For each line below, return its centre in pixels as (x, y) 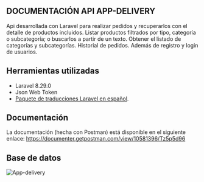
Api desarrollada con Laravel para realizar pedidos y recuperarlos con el (97, 26)
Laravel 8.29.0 (33, 85)
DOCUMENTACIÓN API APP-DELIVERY (81, 11)
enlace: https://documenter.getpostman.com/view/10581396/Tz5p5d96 (96, 139)
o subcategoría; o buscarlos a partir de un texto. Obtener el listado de (94, 39)
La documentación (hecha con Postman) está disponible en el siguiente (96, 132)
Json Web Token (36, 92)
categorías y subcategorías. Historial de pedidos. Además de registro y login (102, 45)
